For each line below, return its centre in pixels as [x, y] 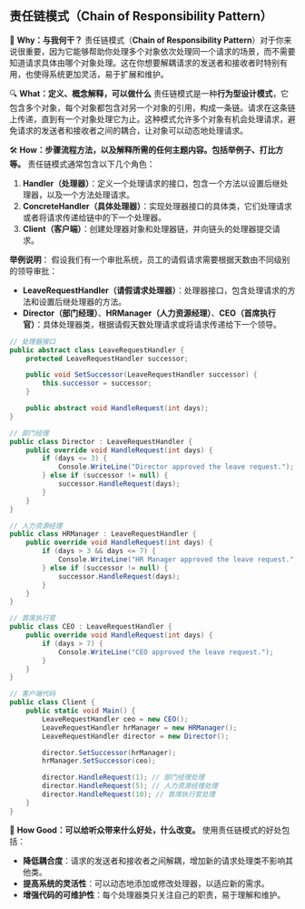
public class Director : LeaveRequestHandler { [101, 441]
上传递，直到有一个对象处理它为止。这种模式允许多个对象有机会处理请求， [148, 119]
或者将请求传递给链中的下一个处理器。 [94, 217]
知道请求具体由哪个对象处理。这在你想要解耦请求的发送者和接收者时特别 [144, 63]
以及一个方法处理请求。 [90, 195]
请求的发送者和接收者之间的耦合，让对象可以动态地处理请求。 [132, 130]
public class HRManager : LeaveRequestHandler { [103, 534]
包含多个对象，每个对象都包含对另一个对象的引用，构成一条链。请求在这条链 [152, 107]
